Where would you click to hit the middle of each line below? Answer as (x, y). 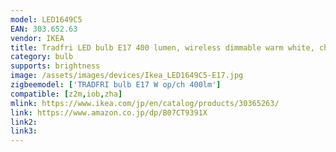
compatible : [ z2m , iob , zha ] (66, 94)
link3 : (24, 131)
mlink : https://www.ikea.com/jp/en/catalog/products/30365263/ (145, 103)
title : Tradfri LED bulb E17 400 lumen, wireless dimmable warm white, (162, 47)
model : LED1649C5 (46, 19)
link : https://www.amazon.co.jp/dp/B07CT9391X (109, 112)
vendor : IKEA (37, 38)
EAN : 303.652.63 (44, 29)
